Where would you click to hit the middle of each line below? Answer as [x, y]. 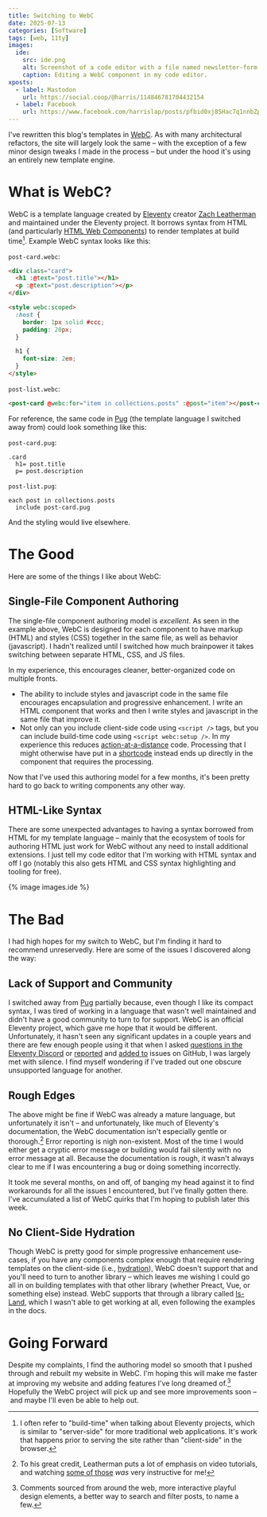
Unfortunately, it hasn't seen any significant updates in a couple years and [130, 1037]
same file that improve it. [60, 719]
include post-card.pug [53, 507]
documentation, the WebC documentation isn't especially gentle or [118, 1131]
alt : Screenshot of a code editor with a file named [112, 68]
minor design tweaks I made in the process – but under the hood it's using [130, 151]
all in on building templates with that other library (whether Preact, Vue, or [129, 1285]
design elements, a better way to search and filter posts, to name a [129, 1496]
